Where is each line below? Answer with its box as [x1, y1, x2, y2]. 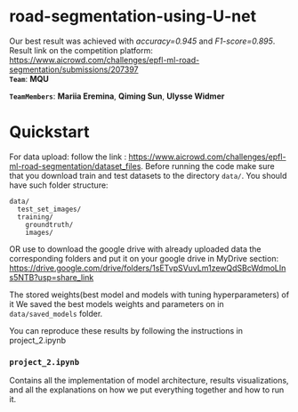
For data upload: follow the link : [9, 151, 127, 162]
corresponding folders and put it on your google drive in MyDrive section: [9, 253, 278, 263]
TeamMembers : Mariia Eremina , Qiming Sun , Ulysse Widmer [9, 91, 225, 101]
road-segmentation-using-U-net [9, 6, 256, 27]
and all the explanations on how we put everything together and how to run [9, 384, 285, 395]
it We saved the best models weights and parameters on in [9, 298, 224, 309]
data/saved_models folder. [9, 308, 103, 319]
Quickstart [9, 122, 91, 142]
